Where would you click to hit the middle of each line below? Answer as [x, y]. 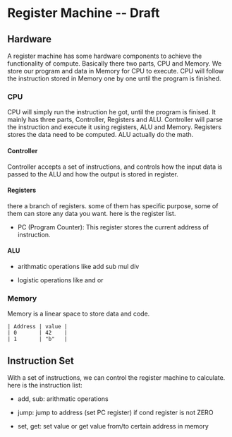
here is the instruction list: [45, 385]
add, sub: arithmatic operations [63, 399]
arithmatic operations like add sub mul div [78, 266]
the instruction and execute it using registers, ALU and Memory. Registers [115, 127]
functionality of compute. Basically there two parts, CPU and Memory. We [115, 64]
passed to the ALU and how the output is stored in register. [93, 174]
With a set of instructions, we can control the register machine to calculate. [116, 378]
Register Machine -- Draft [84, 13]
